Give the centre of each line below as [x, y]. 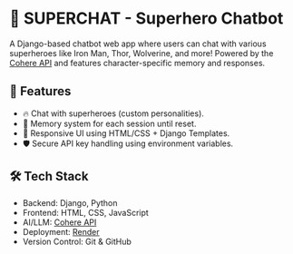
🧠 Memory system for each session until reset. [109, 123]
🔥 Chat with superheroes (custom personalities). [113, 113]
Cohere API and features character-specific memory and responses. [137, 63]
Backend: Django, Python [70, 202]
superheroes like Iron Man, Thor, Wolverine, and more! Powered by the [142, 53]
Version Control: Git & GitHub [77, 241]
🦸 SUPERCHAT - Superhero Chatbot [146, 19]
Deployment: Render [61, 231]
